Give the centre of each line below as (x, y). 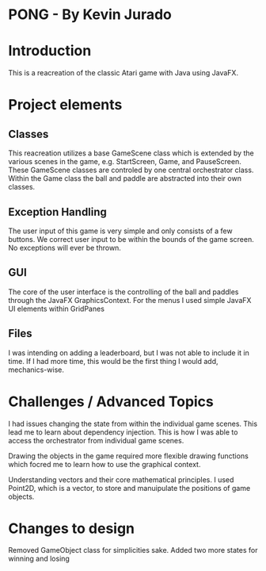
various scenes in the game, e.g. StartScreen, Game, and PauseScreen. (125, 162)
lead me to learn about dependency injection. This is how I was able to (123, 432)
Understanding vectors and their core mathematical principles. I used (121, 479)
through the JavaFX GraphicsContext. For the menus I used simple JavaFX (130, 300)
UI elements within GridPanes (57, 308)
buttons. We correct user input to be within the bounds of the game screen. (131, 239)
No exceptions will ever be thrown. (65, 247)
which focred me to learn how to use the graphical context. (104, 464)
